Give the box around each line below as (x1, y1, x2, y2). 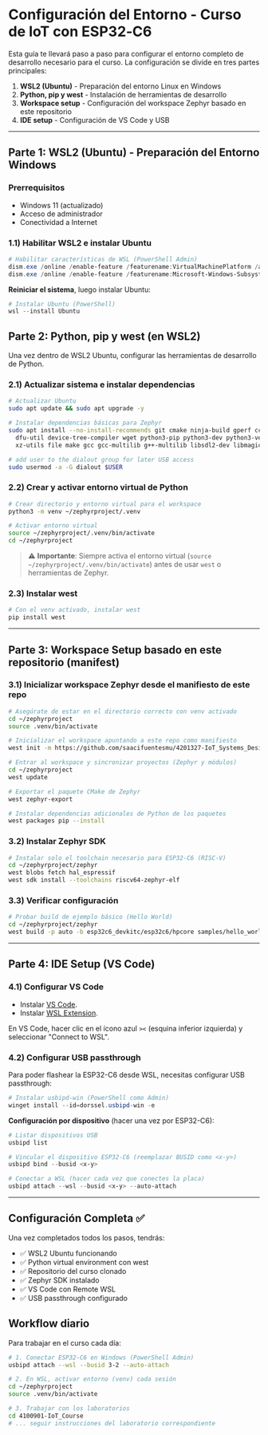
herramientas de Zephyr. (27, 568, 109, 578)
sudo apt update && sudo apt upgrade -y (8, 404, 145, 412)
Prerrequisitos (8, 182, 65, 193)
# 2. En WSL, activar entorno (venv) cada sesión (8, 1375, 177, 1383)
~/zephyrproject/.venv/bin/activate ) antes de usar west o (27, 560, 222, 570)
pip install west (8, 613, 66, 621)
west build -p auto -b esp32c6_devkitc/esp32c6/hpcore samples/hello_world (8, 928, 266, 936)
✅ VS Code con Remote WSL (19, 1284, 116, 1294)
